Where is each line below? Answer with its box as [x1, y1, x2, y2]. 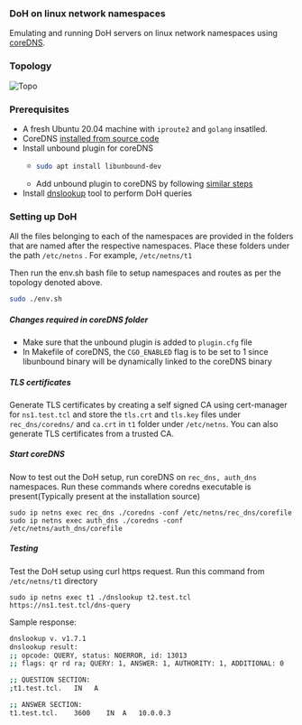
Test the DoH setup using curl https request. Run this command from [9, 565, 265, 576]
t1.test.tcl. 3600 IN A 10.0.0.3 [9, 708, 171, 718]
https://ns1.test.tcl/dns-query [9, 600, 131, 609]
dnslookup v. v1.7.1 [9, 634, 87, 643]
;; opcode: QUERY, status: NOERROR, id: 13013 [9, 651, 188, 660]
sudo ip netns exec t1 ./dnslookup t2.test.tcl [9, 592, 192, 602]
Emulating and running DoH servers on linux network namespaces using [9, 28, 278, 39]
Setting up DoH [9, 210, 78, 223]
